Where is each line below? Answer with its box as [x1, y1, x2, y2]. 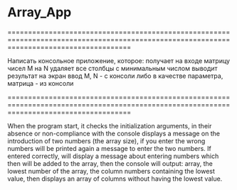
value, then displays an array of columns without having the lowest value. [7, 174, 223, 183]
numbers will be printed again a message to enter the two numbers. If [7, 144, 212, 152]
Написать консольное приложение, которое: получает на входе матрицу [7, 56, 230, 65]
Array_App [7, 4, 72, 21]
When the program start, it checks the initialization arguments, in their [7, 121, 212, 130]
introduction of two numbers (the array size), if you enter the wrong [7, 136, 206, 145]
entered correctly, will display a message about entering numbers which [7, 152, 219, 160]
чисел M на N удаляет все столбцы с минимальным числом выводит [7, 64, 218, 72]
